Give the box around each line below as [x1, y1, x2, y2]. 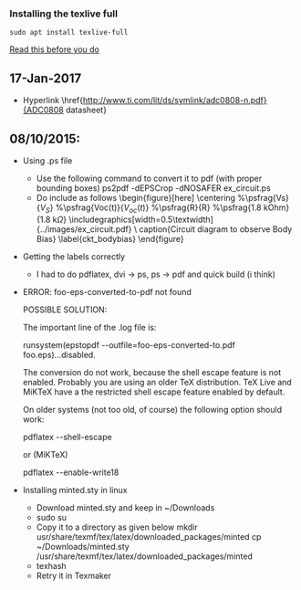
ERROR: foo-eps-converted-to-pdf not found [22, 286, 192, 297]
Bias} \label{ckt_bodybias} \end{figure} [36, 233, 184, 244]
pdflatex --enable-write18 [22, 467, 119, 478]
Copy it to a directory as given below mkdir [36, 522, 198, 532]
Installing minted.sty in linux [22, 484, 128, 495]
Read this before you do [9, 44, 100, 55]
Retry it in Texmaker [36, 570, 112, 581]
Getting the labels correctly [22, 250, 126, 262]
